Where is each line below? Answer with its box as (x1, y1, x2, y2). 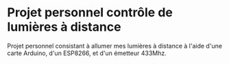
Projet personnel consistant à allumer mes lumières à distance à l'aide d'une (7, 42, 223, 50)
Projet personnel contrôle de (7, 5, 173, 20)
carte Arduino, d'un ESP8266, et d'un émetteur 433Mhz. (7, 49, 167, 57)
